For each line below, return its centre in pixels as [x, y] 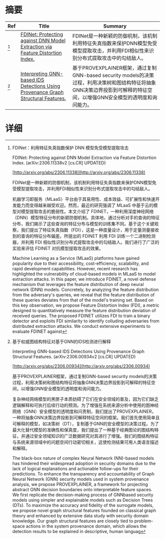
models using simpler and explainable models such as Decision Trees [82, 500]
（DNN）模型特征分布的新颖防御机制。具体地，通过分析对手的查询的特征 [86, 218]
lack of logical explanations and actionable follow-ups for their [75, 469]
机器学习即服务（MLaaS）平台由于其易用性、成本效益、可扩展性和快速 [84, 199]
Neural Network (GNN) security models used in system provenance [80, 479]
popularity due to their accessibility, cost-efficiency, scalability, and [80, 263]
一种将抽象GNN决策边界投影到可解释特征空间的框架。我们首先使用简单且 [86, 417]
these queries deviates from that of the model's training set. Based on [83, 300]
